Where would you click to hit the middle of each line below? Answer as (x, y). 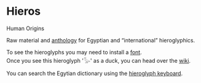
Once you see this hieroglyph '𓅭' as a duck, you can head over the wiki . (99, 60)
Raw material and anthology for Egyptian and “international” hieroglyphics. (101, 40)
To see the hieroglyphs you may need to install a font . (74, 52)
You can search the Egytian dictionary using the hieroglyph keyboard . (95, 73)
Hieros (24, 11)
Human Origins (26, 28)
